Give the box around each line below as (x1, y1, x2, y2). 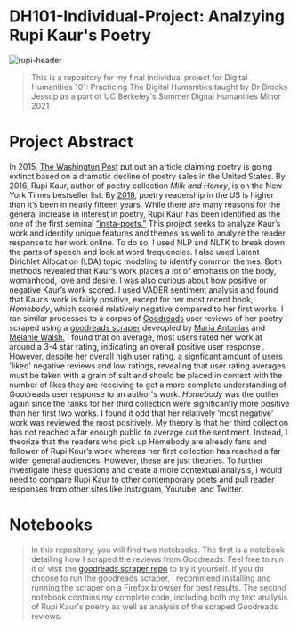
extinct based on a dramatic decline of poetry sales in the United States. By (9, 170, 286, 181)
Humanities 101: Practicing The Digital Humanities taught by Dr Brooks (30, 81, 288, 92)
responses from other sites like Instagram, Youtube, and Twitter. (9, 484, 244, 494)
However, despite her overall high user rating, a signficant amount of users (9, 351, 283, 361)
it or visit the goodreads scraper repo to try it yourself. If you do (30, 563, 264, 574)
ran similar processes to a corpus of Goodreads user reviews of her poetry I (9, 312, 287, 323)
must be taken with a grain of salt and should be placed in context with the (9, 369, 283, 380)
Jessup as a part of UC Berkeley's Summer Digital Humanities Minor (30, 91, 282, 102)
